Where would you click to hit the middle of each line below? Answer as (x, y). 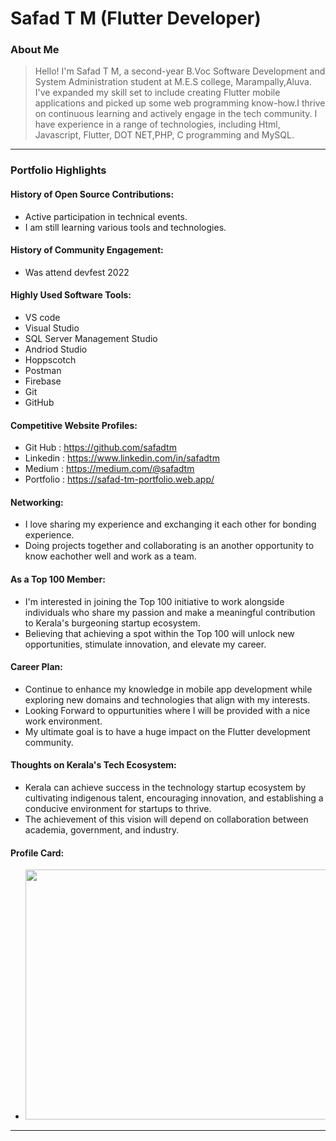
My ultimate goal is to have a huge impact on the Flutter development (167, 731)
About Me (35, 50)
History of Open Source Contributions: (92, 194)
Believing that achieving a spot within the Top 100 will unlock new (159, 633)
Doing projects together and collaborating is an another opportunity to (169, 546)
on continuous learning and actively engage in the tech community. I (176, 114)
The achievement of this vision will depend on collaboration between (166, 819)
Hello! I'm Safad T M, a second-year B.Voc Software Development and (180, 71)
